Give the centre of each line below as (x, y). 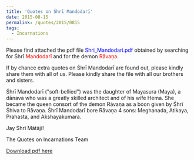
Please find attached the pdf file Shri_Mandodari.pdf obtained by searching (97, 50)
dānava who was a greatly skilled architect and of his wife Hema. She (90, 98)
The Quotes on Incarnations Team (47, 139)
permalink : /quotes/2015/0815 (43, 22)
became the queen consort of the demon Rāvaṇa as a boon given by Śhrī (95, 104)
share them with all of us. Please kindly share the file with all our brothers (95, 74)
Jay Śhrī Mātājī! (25, 128)
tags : (13, 28)
